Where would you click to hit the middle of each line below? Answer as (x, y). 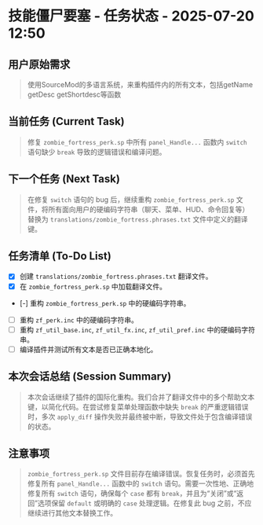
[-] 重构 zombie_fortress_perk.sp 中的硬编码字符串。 (105, 303)
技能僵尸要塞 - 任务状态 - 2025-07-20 (131, 16)
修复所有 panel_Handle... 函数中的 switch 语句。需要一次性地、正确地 (140, 483)
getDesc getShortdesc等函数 (74, 94)
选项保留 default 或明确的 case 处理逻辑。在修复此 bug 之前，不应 (144, 503)
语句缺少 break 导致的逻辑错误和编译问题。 (97, 152)
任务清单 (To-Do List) (60, 256)
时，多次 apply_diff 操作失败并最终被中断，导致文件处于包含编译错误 (140, 417)
